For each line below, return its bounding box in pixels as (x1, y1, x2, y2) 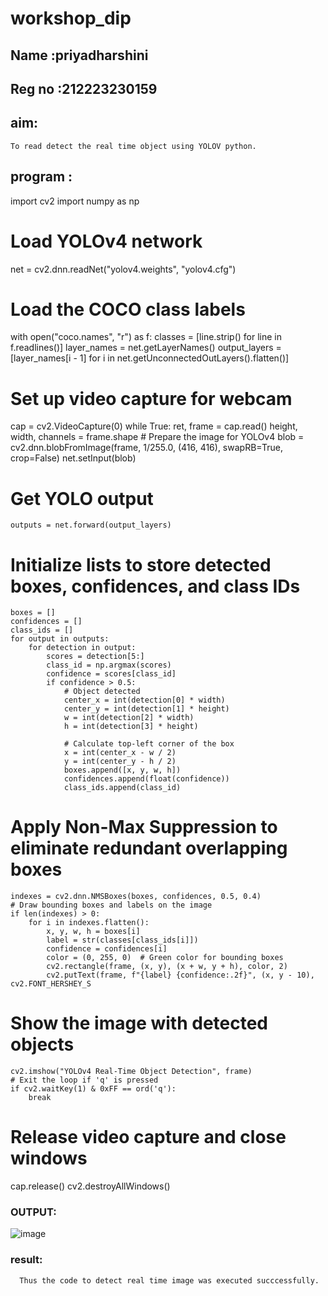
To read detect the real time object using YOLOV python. (10, 141, 257, 151)
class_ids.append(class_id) (63, 783, 182, 793)
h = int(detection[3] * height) (63, 722, 199, 732)
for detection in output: (28, 643, 137, 653)
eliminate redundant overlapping (10, 837, 288, 860)
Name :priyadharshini (10, 47, 149, 64)
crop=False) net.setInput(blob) (10, 452, 137, 464)
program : (10, 168, 73, 186)
